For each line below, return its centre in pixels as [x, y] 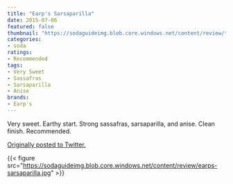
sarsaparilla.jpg [29, 173]
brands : [18, 98]
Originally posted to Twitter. [47, 144]
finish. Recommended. [39, 131]
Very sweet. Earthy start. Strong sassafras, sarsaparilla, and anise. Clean [111, 124]
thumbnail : [23, 33]
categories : [24, 40]
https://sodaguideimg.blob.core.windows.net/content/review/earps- [120, 165]
